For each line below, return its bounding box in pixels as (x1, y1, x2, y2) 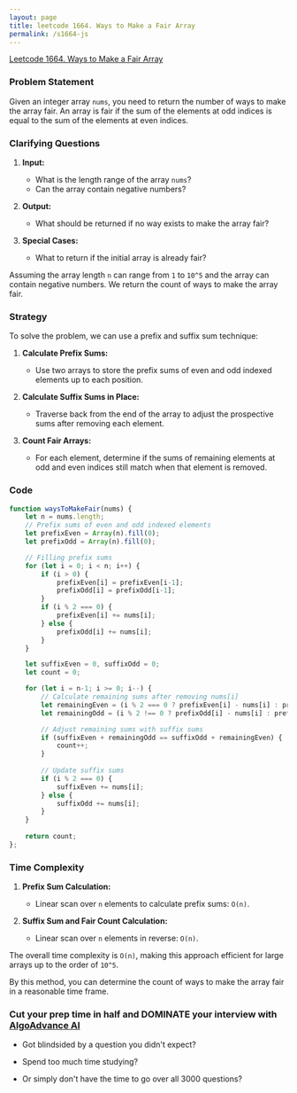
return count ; (25, 832, 77, 841)
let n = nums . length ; (25, 512, 104, 521)
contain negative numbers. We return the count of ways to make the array (9, 278, 278, 289)
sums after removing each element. (34, 418, 165, 429)
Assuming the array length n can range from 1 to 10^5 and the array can (9, 269, 270, 280)
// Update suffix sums (41, 766, 125, 776)
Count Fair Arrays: (21, 435, 92, 446)
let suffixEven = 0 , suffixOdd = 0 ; (25, 660, 161, 669)
